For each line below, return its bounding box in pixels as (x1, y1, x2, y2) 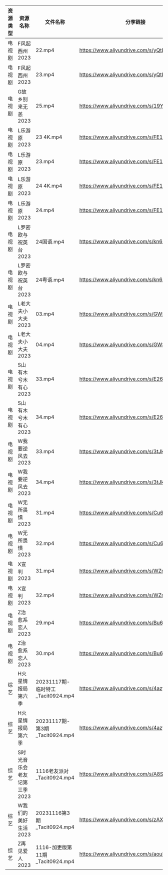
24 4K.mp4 (35, 182, 62, 189)
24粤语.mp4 (35, 276, 64, 283)
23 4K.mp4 (35, 133, 62, 140)
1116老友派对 (35, 767, 69, 774)
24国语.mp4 (35, 238, 64, 245)
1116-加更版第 (35, 844, 72, 850)
